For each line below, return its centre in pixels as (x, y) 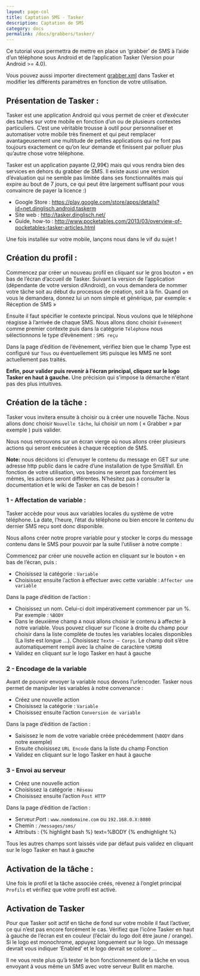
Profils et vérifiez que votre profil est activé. (61, 890)
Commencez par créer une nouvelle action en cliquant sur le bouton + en (96, 556)
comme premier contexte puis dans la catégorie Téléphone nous (84, 329)
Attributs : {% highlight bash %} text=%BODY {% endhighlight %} (96, 832)
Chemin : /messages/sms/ (45, 826)
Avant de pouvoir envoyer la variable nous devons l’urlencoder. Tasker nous (99, 682)
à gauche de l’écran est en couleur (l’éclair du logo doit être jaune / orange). (99, 936)
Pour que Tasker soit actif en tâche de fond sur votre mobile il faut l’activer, (99, 923)
